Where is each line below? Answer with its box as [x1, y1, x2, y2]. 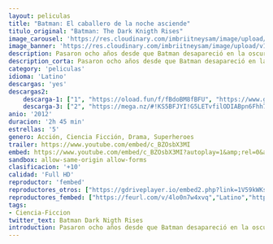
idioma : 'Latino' [8, 72, 67, 81]
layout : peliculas [8, 11, 71, 20]
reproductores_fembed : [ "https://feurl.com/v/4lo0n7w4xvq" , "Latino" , [8, 193, 249, 202]
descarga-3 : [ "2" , [23, 102, 85, 111]
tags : [8, 201, 27, 209]
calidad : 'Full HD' [8, 171, 75, 179]
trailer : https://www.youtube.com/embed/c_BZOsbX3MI [8, 140, 191, 149]
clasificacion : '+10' [8, 163, 82, 172]
